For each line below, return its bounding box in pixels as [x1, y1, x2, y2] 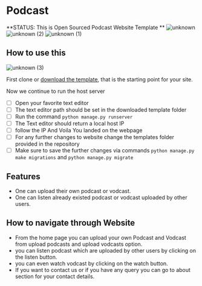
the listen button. [15, 253, 57, 260]
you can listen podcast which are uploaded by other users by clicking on [15, 247, 197, 254]
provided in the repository [15, 140, 80, 148]
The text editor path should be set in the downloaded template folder [15, 106, 187, 113]
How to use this [6, 48, 67, 58]
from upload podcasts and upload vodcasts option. [15, 240, 143, 248]
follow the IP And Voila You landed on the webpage [15, 127, 143, 134]
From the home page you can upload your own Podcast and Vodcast [15, 234, 186, 241]
